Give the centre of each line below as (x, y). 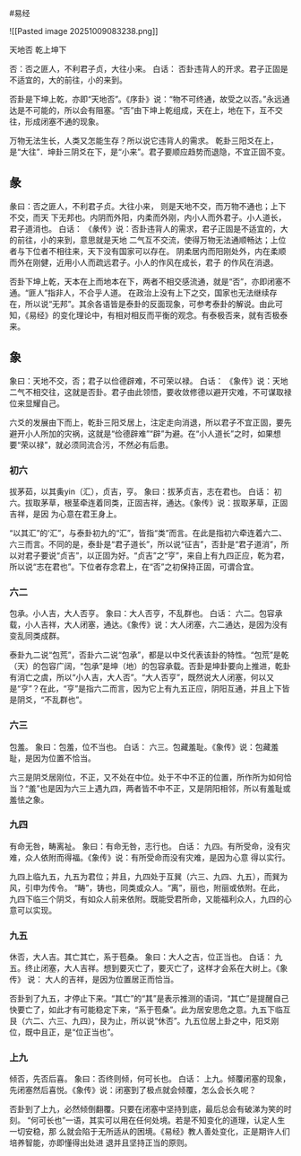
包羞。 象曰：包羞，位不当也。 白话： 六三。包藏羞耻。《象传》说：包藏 (140, 746)
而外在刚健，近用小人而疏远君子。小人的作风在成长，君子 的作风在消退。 (144, 262)
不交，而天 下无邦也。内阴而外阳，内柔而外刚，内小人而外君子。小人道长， (148, 217)
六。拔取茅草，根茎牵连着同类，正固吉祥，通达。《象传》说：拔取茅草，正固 (149, 502)
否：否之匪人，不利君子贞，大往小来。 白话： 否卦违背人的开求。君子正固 (145, 69)
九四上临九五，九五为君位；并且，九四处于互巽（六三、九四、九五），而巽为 (149, 876)
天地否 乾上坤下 (38, 49)
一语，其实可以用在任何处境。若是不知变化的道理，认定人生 (176, 1120)
